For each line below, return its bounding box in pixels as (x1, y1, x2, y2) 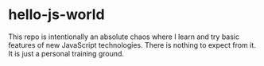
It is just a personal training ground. (8, 49, 125, 58)
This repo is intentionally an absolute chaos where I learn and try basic (8, 32, 240, 41)
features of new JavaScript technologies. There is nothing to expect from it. (8, 40, 256, 49)
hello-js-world (8, 6, 105, 24)
